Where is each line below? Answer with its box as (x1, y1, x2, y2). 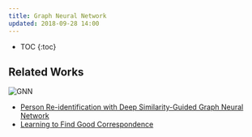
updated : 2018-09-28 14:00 (8, 19, 100, 28)
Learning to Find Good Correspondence (19, 119, 154, 130)
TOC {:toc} (19, 41, 57, 51)
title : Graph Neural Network (8, 11, 107, 20)
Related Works (8, 65, 84, 79)
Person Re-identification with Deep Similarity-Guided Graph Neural (19, 102, 244, 112)
